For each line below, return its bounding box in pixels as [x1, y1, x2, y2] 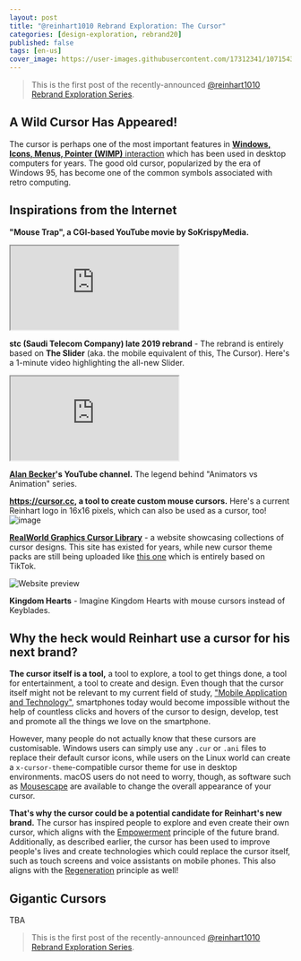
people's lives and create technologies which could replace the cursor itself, [9, 846, 291, 857]
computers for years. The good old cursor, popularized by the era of [9, 158, 262, 169]
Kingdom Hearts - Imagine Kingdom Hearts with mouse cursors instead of [9, 595, 286, 606]
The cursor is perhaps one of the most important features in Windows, [9, 138, 271, 149]
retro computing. [9, 177, 72, 187]
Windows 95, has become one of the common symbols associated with [9, 167, 273, 177]
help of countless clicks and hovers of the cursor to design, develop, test [9, 706, 279, 717]
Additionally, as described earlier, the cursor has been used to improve [9, 836, 271, 847]
